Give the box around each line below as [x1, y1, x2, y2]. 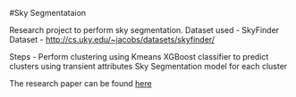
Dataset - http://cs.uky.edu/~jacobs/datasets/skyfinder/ [9, 35, 216, 44]
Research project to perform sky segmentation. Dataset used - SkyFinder [9, 25, 280, 35]
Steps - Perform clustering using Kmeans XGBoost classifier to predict [9, 52, 269, 61]
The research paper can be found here [9, 78, 152, 88]
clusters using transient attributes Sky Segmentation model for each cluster [9, 61, 288, 71]
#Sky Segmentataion [9, 8, 87, 18]
